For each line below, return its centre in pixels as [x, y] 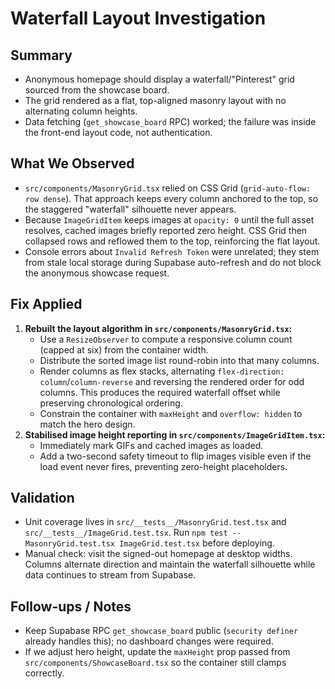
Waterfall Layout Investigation [138, 18]
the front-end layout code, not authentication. [118, 132]
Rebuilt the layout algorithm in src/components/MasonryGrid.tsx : [158, 328]
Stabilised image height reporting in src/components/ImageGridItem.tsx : [175, 434]
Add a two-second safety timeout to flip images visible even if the [175, 456]
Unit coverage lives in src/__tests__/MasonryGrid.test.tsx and [155, 522]
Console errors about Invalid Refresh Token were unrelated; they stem [172, 251]
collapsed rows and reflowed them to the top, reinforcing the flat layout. [172, 241]
